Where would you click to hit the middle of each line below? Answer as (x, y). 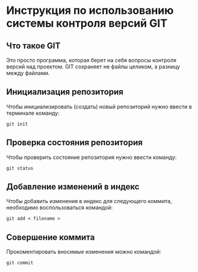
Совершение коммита (51, 237)
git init (17, 124)
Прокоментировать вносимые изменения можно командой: (84, 252)
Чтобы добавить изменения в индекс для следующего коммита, (89, 201)
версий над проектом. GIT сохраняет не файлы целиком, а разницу (93, 66)
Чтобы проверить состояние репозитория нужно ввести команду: (91, 157)
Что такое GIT (33, 46)
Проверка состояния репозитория (75, 143)
